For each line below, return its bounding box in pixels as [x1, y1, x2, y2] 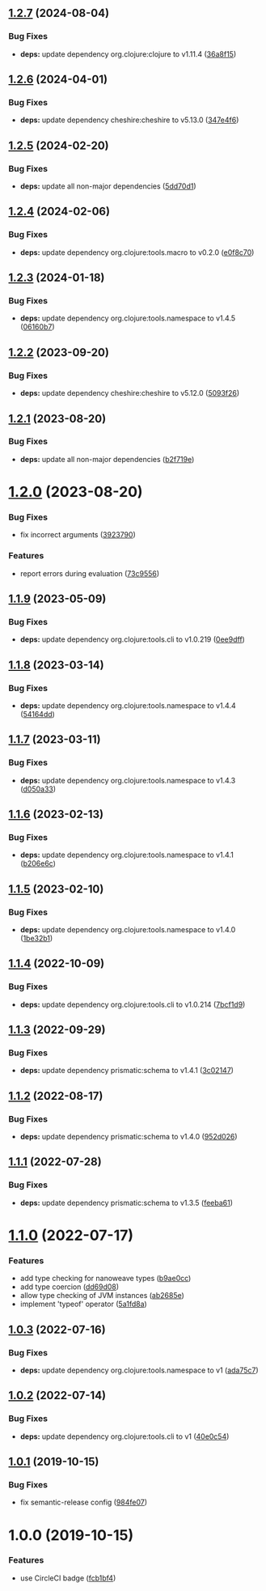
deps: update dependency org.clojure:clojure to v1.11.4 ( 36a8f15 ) [19, 49, 237, 59]
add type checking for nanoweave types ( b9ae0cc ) [19, 1274, 192, 1283]
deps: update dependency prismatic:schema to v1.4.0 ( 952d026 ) [19, 1132, 238, 1142]
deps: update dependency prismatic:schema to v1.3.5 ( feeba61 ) [19, 1198, 233, 1207]
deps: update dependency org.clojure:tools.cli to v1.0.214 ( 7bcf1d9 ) [19, 999, 246, 1009]
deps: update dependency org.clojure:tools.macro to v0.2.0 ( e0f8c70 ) [19, 247, 255, 257]
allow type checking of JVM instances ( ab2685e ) [19, 1291, 184, 1300]
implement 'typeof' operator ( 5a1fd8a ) [19, 1299, 147, 1309]
